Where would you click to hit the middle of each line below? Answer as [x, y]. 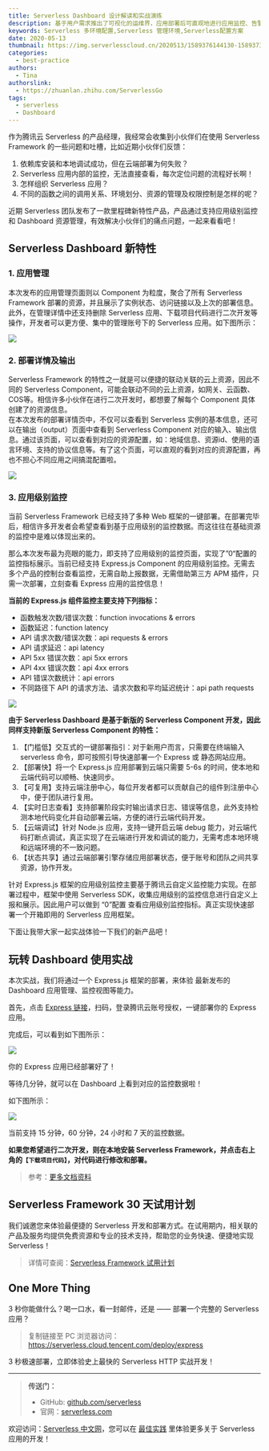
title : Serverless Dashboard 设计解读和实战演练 [85, 16]
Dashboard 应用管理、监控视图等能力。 [73, 990]
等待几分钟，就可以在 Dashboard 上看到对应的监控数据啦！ [106, 1083]
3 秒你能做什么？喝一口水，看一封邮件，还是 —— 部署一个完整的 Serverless [134, 1308]
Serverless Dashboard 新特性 [82, 248]
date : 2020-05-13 [37, 38]
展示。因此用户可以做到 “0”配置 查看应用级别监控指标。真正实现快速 [135, 904]
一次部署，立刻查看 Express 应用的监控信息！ [90, 583]
